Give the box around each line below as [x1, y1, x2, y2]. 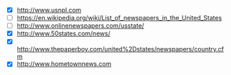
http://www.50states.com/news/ [16, 29, 110, 37]
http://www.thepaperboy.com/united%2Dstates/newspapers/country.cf [16, 45, 224, 53]
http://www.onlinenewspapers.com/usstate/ [16, 22, 145, 30]
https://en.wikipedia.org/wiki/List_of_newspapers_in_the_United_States [16, 14, 223, 22]
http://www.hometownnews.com [16, 60, 112, 68]
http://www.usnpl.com [16, 6, 81, 14]
